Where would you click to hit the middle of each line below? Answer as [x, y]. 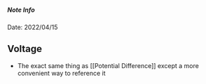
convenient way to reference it [61, 73]
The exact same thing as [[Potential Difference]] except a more [108, 65]
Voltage [25, 49]
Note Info [21, 10]
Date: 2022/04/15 [33, 27]
